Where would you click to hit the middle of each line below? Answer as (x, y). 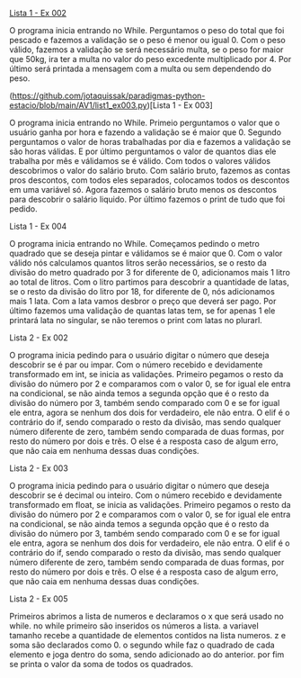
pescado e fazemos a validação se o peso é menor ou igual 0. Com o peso (147, 40)
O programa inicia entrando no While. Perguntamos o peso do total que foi (147, 30)
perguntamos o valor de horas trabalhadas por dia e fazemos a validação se (150, 142)
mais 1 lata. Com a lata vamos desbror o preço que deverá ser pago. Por (143, 301)
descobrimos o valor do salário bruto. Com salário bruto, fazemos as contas (150, 171)
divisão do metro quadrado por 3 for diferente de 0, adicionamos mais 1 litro (150, 272)
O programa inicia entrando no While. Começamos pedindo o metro (135, 244)
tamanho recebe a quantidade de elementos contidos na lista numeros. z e (147, 635)
